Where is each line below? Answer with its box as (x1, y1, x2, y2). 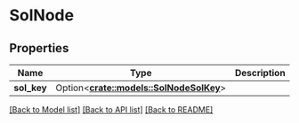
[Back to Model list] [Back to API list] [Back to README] (9, 104, 214, 115)
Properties (9, 41, 69, 56)
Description (234, 67, 287, 79)
